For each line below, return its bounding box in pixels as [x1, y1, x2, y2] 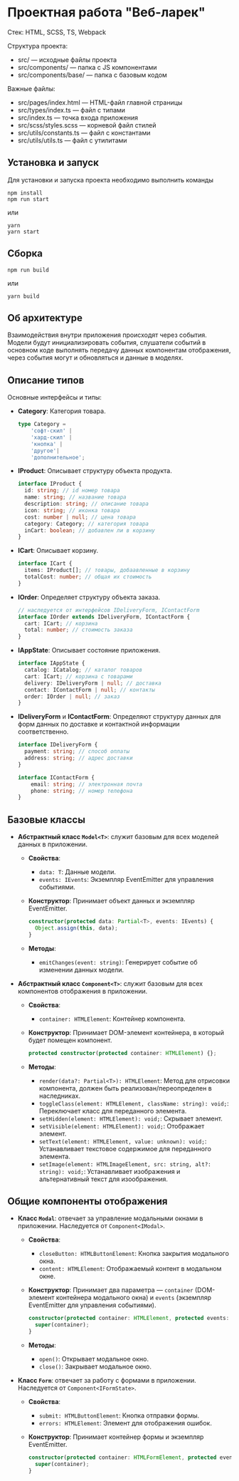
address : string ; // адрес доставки [24, 754, 133, 762]
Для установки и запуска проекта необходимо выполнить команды [7, 175, 213, 184]
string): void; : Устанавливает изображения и [38, 1167, 181, 1175]
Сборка [7, 247, 43, 260]
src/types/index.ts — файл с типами [17, 105, 126, 114]
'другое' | [31, 447, 60, 454]
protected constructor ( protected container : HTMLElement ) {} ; [28, 1049, 217, 1056]
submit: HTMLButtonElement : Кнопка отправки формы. [38, 1411, 200, 1420]
